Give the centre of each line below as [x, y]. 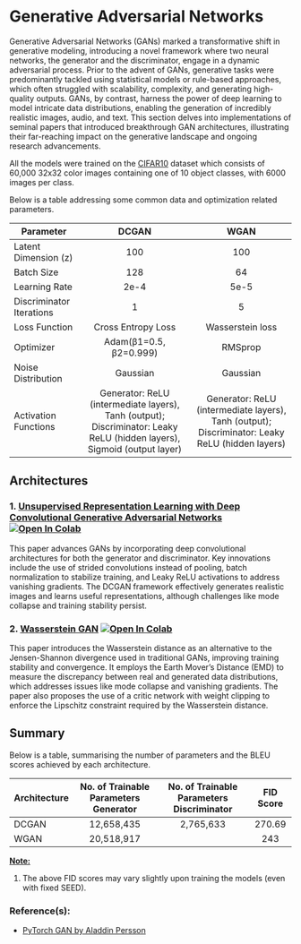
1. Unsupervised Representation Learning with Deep [125, 506]
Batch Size [36, 272]
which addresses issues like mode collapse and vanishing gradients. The [144, 686]
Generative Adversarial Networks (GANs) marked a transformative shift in [145, 41]
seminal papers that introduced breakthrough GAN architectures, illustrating [149, 126]
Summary [37, 733]
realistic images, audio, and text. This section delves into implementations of [150, 117]
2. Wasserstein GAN [54, 629]
